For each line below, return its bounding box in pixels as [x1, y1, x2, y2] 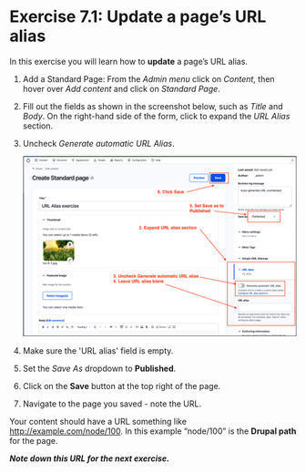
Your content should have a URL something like [9, 416, 187, 427]
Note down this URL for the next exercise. [9, 453, 170, 464]
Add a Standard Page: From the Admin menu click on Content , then [22, 73, 275, 84]
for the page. [9, 436, 58, 446]
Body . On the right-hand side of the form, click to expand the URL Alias [22, 110, 291, 121]
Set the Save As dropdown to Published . [22, 363, 177, 374]
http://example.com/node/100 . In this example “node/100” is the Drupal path [9, 426, 297, 437]
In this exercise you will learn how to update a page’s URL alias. [9, 56, 249, 67]
